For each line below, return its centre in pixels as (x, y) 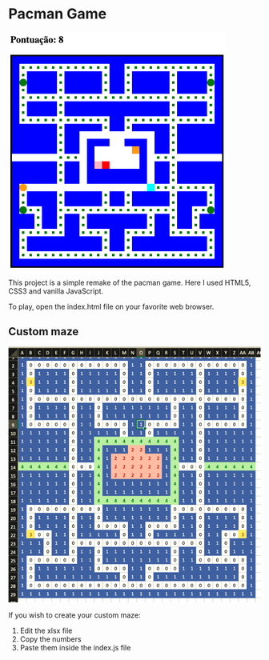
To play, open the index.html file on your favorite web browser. (111, 306)
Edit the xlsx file (46, 630)
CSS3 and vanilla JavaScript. (56, 291)
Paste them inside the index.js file (75, 647)
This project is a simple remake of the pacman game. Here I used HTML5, (130, 282)
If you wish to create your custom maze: (75, 615)
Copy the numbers (50, 639)
